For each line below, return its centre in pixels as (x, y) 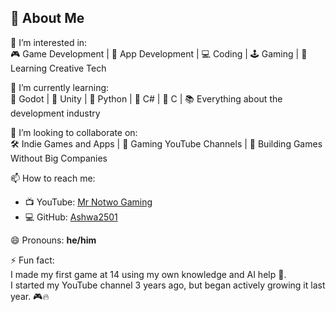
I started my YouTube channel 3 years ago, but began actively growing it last (168, 285)
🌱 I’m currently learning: (60, 87)
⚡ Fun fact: (32, 260)
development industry (55, 113)
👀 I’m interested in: (49, 42)
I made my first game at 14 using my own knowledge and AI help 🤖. (148, 274)
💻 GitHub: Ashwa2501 (71, 217)
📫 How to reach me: (53, 178)
